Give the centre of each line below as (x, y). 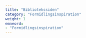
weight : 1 (15, 19)
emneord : (14, 23)
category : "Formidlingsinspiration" (43, 14)
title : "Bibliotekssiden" (32, 10)
